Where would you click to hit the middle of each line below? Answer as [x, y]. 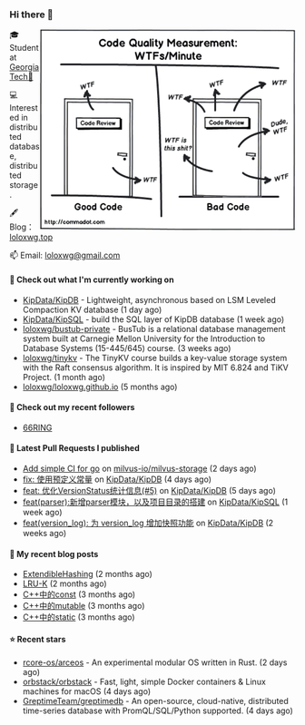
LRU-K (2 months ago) [64, 583]
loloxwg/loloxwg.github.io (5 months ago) [100, 387]
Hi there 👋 [32, 15]
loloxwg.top [31, 237]
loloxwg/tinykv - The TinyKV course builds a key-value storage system [155, 358]
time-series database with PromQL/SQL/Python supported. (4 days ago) [157, 710]
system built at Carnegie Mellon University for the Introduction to [144, 338]
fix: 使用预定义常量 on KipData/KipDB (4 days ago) [117, 479]
